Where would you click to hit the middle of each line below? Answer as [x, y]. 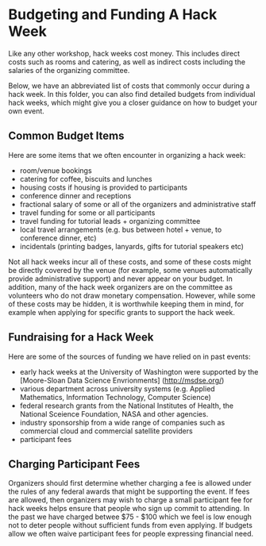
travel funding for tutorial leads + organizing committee [110, 221]
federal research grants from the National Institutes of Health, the [127, 406]
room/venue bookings [56, 170]
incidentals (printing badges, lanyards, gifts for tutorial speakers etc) [132, 246]
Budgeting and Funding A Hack [113, 15]
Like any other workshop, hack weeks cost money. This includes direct [124, 53]
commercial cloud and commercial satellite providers [106, 431]
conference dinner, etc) [58, 238]
